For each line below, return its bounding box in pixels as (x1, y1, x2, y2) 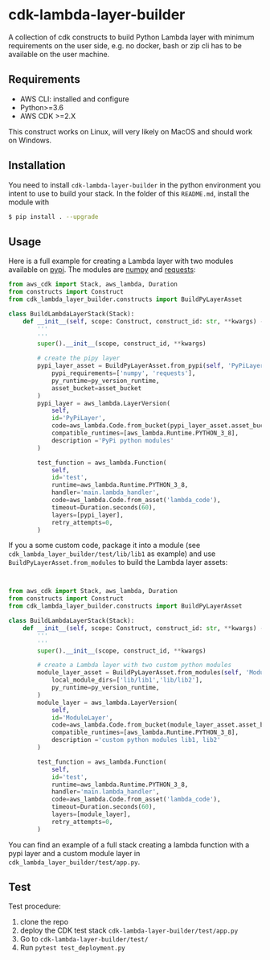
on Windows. (8, 135, 52, 145)
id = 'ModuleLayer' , (51, 714, 113, 722)
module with (8, 197, 50, 207)
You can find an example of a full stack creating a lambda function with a (8, 839, 250, 850)
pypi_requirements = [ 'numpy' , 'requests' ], (51, 369, 196, 377)
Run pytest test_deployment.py (19, 943, 126, 953)
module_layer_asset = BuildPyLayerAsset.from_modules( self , (37, 669, 243, 677)
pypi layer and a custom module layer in (8, 848, 141, 858)
